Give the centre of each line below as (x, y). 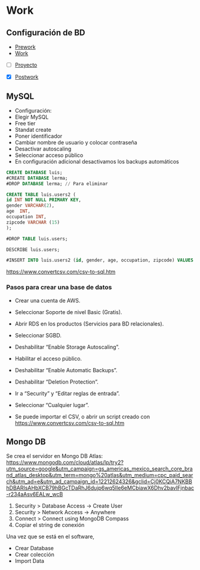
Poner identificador (39, 136)
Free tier (25, 123)
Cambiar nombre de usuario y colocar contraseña (76, 142)
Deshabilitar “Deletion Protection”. (56, 382)
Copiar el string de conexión (50, 525)
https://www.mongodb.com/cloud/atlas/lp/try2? (65, 463)
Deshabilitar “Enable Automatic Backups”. (66, 370)
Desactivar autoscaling (43, 149)
